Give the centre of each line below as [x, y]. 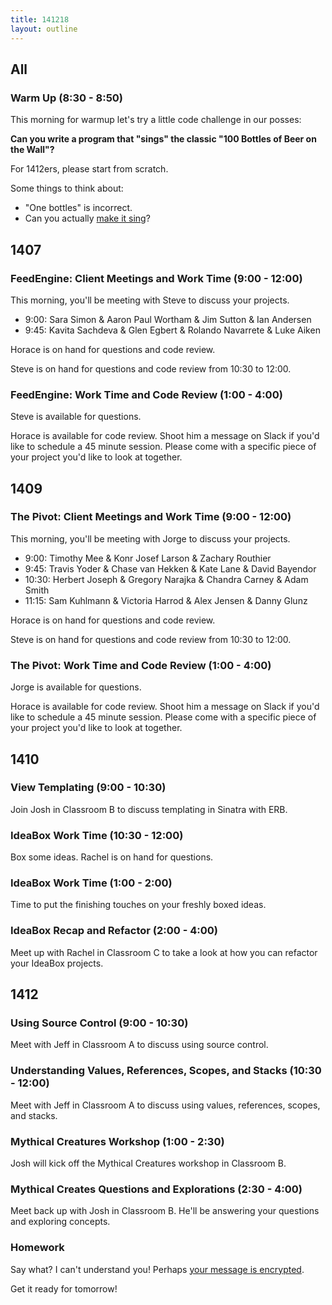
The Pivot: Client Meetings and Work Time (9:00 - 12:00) [151, 517]
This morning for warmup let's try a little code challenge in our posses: [156, 120]
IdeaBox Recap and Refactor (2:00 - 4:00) [114, 931]
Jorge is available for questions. [76, 687]
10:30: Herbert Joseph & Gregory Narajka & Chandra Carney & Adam [166, 579]
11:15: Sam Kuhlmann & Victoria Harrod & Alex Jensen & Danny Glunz [166, 600]
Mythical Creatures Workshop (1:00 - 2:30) [117, 1141]
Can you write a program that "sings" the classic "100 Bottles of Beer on [163, 139]
